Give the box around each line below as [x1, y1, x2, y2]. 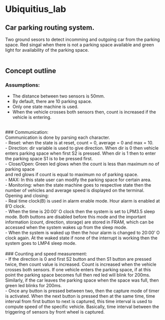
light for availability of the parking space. [5, 47, 89, 53]
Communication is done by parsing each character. [5, 134, 110, 140]
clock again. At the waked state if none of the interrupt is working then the [5, 235, 158, 241]
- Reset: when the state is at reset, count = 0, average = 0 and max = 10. [5, 139, 154, 145]
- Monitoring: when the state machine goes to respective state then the [5, 182, 152, 188]
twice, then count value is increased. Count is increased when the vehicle [5, 261, 157, 267]
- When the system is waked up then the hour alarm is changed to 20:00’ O [5, 229, 160, 235]
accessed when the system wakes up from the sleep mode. [5, 224, 128, 230]
